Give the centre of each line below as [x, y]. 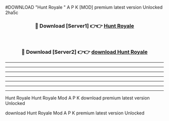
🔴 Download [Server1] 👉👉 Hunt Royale [84, 26]
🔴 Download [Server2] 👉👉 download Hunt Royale [84, 52]
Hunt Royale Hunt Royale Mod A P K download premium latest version [77, 98]
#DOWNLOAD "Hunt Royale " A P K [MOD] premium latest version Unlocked [84, 7]
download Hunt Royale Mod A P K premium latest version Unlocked [75, 113]
